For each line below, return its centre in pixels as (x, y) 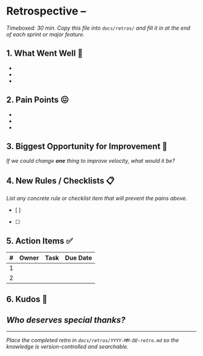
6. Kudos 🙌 (27, 299)
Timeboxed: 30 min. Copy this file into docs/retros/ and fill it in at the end (98, 28)
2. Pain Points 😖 (38, 100)
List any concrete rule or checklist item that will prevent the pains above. (97, 199)
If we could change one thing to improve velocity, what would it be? (91, 161)
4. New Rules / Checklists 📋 (60, 181)
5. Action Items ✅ (40, 241)
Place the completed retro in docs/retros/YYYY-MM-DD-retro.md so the (93, 340)
